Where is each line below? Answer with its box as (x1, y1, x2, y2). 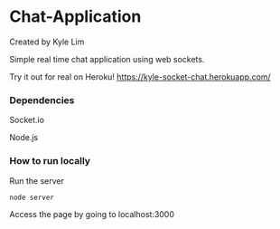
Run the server (9, 175, 65, 186)
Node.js (9, 132, 39, 143)
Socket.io (9, 115, 45, 126)
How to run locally (9, 155, 91, 167)
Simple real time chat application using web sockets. (9, 53, 205, 64)
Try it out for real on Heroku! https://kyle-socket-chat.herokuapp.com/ (9, 71, 271, 82)
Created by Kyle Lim (9, 36, 85, 47)
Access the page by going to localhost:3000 (9, 208, 174, 219)
